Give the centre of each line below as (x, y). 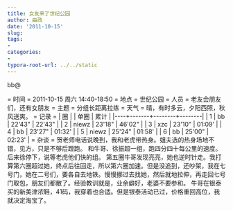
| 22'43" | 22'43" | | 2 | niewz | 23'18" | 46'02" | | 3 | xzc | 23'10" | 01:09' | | (114, 124)
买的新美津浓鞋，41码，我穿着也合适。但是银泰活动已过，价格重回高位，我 (114, 192)
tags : (15, 39)
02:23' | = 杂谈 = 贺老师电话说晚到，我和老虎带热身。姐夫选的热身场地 (108, 140)
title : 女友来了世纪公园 (39, 13)
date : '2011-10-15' (35, 26)
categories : (24, 53)
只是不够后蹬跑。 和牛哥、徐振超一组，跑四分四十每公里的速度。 (129, 148)
